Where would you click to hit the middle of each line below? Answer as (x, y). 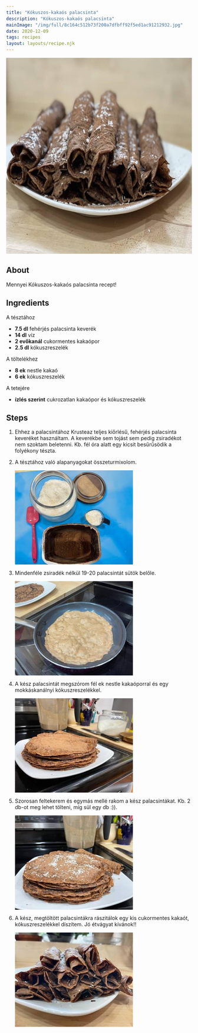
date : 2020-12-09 (27, 31)
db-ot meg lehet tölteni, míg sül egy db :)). (66, 807)
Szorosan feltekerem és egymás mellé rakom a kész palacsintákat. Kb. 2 (102, 801)
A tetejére (18, 388)
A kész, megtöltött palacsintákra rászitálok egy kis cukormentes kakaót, (102, 918)
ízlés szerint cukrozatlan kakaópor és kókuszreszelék (80, 399)
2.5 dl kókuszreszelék (42, 347)
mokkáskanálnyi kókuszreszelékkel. (58, 690)
